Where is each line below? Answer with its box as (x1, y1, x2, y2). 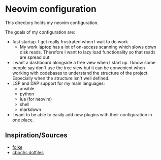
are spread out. (19, 54, 51, 60)
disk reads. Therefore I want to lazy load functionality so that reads (19, 49, 156, 55)
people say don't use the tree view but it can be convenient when (12, 65, 145, 71)
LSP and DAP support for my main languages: (12, 80, 105, 86)
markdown (19, 107, 42, 112)
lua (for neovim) (19, 96, 52, 102)
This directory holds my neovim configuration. (5, 20, 99, 26)
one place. (12, 117, 34, 123)
